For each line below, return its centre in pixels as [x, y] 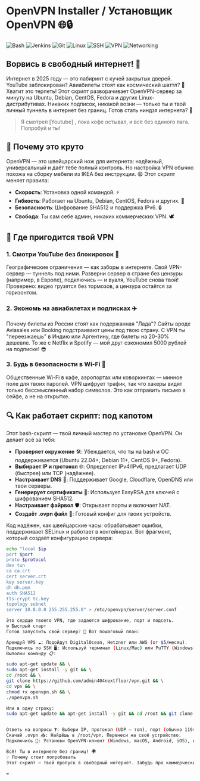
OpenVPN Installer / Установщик [89, 11]
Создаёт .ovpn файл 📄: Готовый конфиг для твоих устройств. [93, 513]
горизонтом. [22, 293]
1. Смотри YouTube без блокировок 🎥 [63, 254]
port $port [20, 554]
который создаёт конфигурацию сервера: [60, 538]
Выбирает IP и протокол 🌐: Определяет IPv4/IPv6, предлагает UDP [101, 466]
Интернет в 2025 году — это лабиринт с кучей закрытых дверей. [89, 78]
